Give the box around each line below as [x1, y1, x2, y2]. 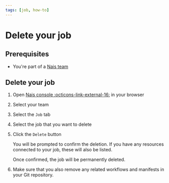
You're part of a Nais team [12, 63, 69, 70]
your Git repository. [12, 172, 54, 178]
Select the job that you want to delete [12, 121, 92, 128]
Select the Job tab [12, 111, 51, 118]
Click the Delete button [12, 131, 61, 138]
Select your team [12, 102, 49, 108]
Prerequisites [5, 50, 49, 59]
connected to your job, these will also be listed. [12, 147, 113, 153]
